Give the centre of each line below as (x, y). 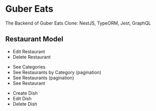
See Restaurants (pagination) (43, 78)
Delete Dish (25, 104)
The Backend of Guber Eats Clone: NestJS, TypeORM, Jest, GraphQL (78, 23)
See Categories (29, 66)
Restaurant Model (34, 39)
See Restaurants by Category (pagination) (57, 72)
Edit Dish (22, 98)
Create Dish (25, 93)
